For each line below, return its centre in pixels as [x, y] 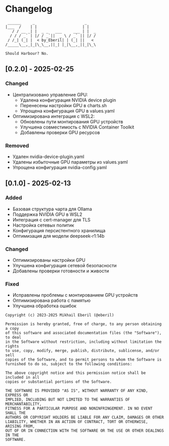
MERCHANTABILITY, [24, 404]
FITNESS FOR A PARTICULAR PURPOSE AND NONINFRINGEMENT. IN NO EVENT [79, 409]
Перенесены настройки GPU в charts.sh [64, 105]
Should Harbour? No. [27, 53]
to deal [13, 338]
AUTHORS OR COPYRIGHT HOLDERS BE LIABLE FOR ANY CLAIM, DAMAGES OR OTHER [85, 418]
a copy [12, 329]
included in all [22, 377]
